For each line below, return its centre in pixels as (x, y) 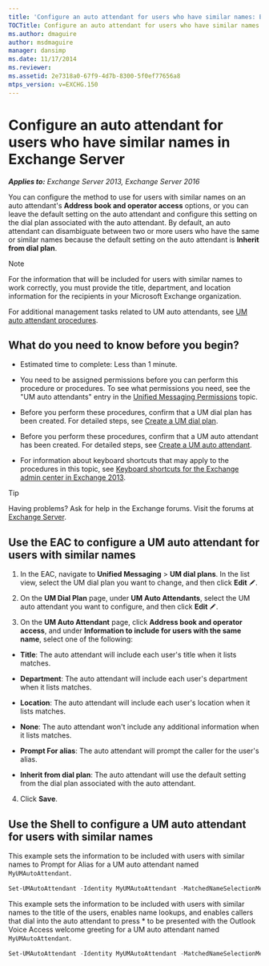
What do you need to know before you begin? (124, 345)
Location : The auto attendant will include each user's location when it (135, 703)
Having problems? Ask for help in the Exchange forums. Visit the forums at (131, 509)
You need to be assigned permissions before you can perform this (129, 380)
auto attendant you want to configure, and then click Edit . (119, 607)
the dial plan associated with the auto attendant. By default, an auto (119, 222)
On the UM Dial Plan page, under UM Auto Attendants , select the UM (135, 598)
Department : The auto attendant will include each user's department (134, 679)
